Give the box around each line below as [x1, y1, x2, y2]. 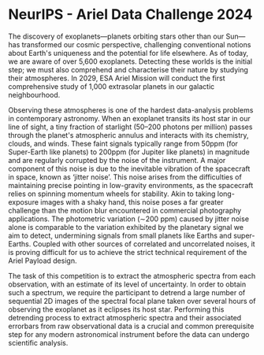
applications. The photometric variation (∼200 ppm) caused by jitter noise [8, 214, 250, 224]
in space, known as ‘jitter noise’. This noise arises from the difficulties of [8, 172, 242, 182]
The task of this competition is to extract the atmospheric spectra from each [8, 271, 256, 280]
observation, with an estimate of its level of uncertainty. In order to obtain [8, 279, 247, 289]
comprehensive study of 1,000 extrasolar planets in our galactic [8, 81, 215, 91]
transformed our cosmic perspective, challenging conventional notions [21, 39, 251, 49]
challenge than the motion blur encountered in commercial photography [8, 205, 242, 215]
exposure [8, 197, 39, 206]
